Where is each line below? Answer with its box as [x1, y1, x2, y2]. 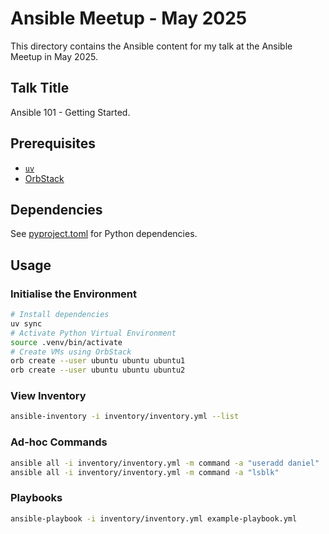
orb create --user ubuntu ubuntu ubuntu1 [10, 356, 186, 366]
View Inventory [10, 389, 87, 403]
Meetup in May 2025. [10, 50, 98, 62]
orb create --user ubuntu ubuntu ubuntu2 [10, 365, 186, 376]
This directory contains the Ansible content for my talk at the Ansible [10, 40, 293, 52]
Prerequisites [10, 135, 96, 152]
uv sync [10, 318, 43, 329]
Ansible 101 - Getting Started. [10, 106, 131, 118]
